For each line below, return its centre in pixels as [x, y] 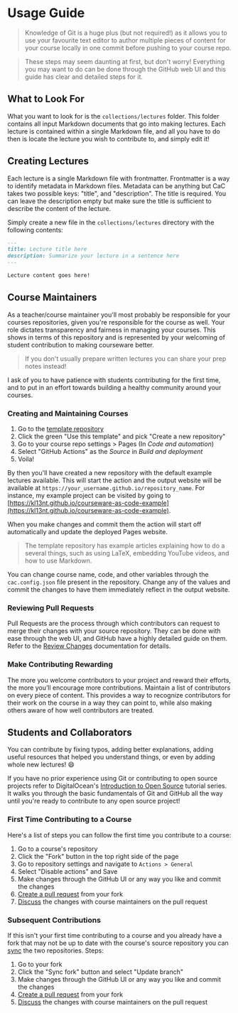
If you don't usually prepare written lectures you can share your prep [125, 358]
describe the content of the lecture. [59, 208]
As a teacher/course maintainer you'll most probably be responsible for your [119, 315]
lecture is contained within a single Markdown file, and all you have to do [114, 131]
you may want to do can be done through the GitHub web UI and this [125, 69]
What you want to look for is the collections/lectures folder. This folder [113, 116]
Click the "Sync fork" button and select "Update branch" [100, 972]
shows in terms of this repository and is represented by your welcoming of [117, 337]
